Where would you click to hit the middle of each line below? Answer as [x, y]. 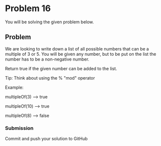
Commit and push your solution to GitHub [47, 139]
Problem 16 [28, 8]
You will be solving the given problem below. [49, 22]
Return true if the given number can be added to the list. [61, 68]
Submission [19, 128]
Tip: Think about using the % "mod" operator [50, 78]
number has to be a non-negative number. [47, 59]
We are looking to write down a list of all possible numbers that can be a [77, 49]
